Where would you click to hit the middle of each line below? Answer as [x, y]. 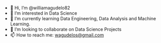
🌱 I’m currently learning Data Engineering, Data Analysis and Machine [83, 18]
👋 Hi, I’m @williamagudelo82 [40, 8]
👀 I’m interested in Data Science [44, 13]
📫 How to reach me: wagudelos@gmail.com [57, 35]
